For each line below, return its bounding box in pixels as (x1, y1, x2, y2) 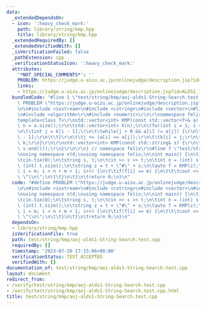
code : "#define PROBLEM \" (12, 180, 81, 186)
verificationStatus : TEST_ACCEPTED (12, 253, 103, 260)
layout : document (6, 270, 51, 277)
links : (17, 83, 34, 89)
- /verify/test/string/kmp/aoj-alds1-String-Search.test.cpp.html (6, 288, 180, 294)
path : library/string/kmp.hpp (17, 26, 95, 32)
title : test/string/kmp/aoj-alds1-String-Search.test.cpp (6, 293, 158, 300)
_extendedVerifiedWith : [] (12, 43, 81, 50)
